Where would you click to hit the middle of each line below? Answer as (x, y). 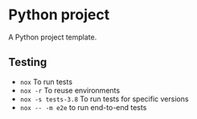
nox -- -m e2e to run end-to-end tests (83, 107)
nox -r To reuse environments (70, 90)
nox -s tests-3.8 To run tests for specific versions (104, 99)
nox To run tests (46, 81)
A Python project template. (53, 37)
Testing (28, 62)
